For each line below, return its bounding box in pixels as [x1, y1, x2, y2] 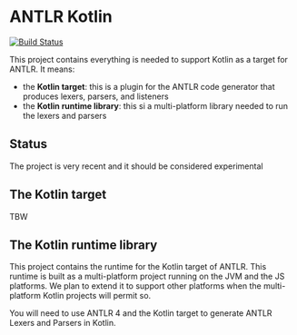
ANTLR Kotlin [9, 6, 113, 27]
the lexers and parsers [22, 110, 107, 121]
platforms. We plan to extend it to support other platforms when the [9, 281, 262, 291]
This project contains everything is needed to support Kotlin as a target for [9, 54, 289, 64]
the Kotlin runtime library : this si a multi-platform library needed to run [22, 100, 289, 111]
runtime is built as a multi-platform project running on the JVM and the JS [9, 271, 285, 282]
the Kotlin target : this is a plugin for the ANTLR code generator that [22, 81, 275, 92]
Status [9, 136, 48, 152]
